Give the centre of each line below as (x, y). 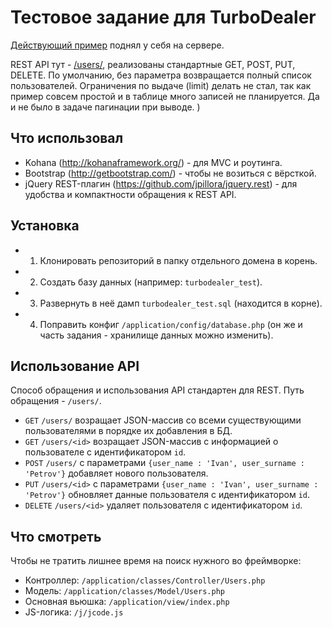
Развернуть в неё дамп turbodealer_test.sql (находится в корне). (181, 303)
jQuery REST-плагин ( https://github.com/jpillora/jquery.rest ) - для (161, 183)
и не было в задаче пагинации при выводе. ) (105, 107)
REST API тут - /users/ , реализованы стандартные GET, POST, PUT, (153, 64)
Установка (45, 226)
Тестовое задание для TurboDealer (163, 17)
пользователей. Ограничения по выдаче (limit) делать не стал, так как (161, 85)
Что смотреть (56, 536)
